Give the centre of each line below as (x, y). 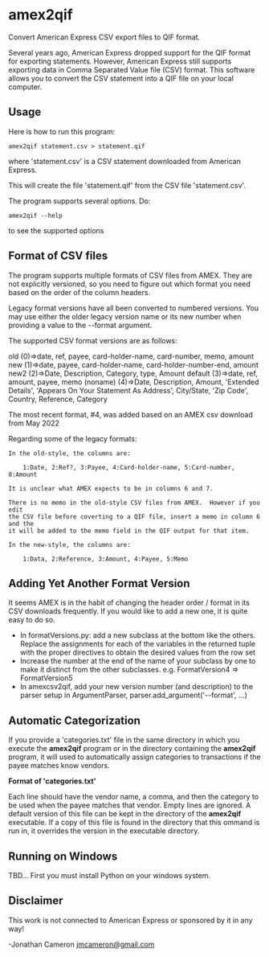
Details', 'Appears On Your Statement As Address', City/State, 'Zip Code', (128, 390)
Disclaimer (36, 901)
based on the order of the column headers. (79, 292)
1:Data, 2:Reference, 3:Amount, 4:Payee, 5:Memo (106, 559)
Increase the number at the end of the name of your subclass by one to (138, 661)
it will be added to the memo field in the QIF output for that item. (129, 531)
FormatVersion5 (47, 678)
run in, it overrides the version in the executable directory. (104, 831)
